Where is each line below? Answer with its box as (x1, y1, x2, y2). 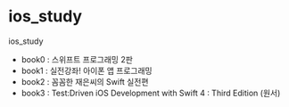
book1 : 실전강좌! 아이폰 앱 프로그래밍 (21, 65, 153, 76)
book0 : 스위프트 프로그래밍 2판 (21, 53, 133, 64)
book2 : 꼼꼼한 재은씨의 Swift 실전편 (21, 76, 149, 86)
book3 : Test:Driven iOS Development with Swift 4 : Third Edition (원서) (21, 87, 281, 98)
